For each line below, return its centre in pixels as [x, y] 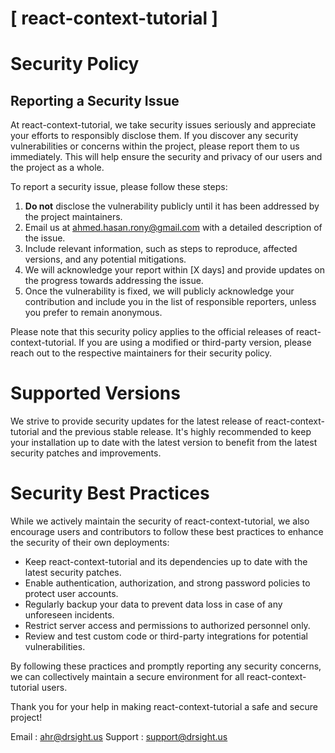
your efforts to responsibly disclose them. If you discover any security [154, 136]
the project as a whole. [57, 168]
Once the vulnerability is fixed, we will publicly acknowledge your [159, 291]
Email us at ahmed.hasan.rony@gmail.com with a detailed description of [173, 228]
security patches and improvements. [86, 453]
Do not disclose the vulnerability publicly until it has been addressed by [172, 206]
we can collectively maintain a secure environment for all [127, 677]
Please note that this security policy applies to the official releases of [152, 332]
